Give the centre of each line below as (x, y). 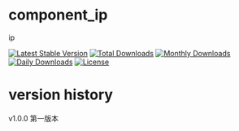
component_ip (58, 15)
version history (61, 95)
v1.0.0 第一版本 (34, 118)
